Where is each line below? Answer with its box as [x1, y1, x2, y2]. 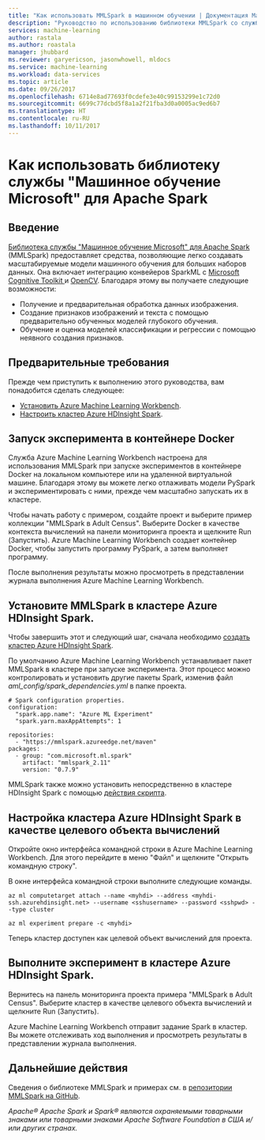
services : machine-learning [8, 26, 101, 34]
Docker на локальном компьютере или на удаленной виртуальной [8, 470, 233, 479]
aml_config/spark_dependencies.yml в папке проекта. [8, 681, 187, 691]
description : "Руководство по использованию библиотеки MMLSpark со [8, 19, 238, 27]
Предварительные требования [8, 356, 170, 369]
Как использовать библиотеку [8, 156, 221, 174]
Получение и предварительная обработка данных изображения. [19, 299, 239, 309]
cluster [28, 906, 55, 914]
